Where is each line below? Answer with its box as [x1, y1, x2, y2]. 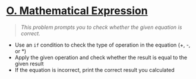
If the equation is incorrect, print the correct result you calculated [14, 66, 175, 73]
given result [14, 60, 44, 67]
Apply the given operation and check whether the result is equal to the [14, 54, 188, 61]
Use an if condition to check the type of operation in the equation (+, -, [14, 41, 191, 48]
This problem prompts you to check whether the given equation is [20, 24, 182, 31]
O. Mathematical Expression [6, 4, 148, 18]
